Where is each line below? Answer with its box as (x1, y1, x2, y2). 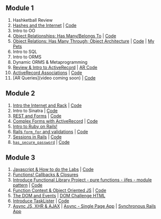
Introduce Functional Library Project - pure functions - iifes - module (12, 177, 152, 183)
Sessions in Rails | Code (12, 133, 62, 140)
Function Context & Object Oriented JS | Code (12, 187, 106, 193)
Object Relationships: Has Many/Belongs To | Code (12, 33, 116, 39)
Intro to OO (12, 27, 35, 34)
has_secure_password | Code (12, 139, 70, 145)
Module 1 (5, 4, 34, 12)
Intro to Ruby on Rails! (12, 123, 58, 129)
